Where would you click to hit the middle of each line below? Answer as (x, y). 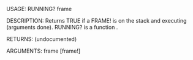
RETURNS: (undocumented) (42, 39)
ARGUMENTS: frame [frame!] (44, 51)
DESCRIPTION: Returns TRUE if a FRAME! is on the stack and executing (96, 21)
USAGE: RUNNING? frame (39, 9)
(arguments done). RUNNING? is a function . (62, 27)
